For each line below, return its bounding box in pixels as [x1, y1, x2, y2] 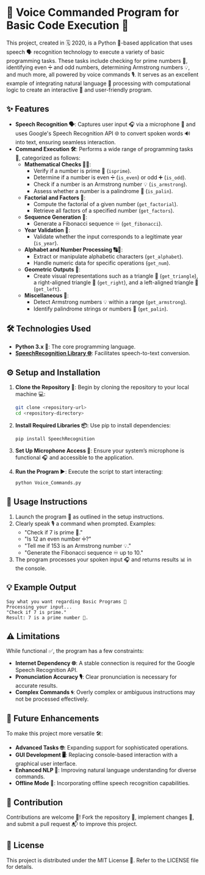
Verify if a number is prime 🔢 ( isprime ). [33, 167, 132, 174]
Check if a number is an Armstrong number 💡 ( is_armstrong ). [33, 180, 187, 188]
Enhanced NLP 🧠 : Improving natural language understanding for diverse [15, 767, 197, 774]
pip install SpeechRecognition [15, 436, 95, 442]
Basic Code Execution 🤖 [6, 18, 129, 32]
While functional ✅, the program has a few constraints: [6, 648, 144, 655]
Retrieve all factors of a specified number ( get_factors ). [33, 207, 174, 214]
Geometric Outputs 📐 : [24, 265, 81, 273]
